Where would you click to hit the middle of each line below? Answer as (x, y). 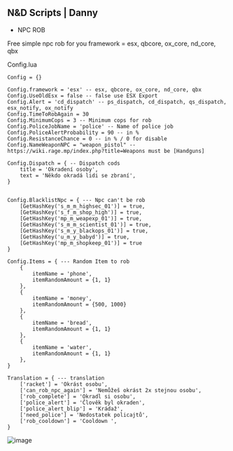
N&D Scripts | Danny (52, 13)
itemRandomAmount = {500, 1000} (80, 304)
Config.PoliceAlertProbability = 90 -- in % (73, 133)
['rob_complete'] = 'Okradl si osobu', (78, 396)
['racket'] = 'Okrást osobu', (64, 384)
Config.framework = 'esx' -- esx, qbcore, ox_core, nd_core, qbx (104, 89)
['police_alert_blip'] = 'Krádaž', (72, 409)
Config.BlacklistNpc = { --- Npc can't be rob (76, 200)
